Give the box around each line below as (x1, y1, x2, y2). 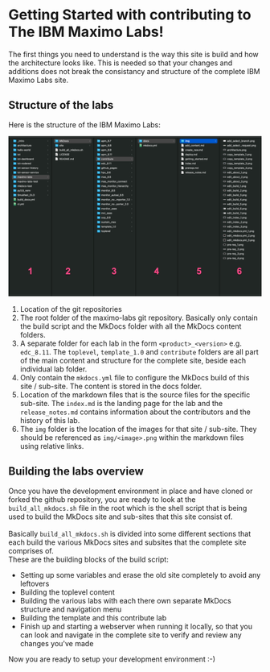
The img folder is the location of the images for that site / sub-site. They (19, 424, 257, 433)
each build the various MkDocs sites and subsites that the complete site (8, 537, 247, 547)
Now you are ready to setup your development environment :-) (8, 654, 215, 664)
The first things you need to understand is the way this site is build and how (8, 49, 259, 59)
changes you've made (19, 638, 94, 648)
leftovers (19, 579, 50, 588)
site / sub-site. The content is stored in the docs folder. (19, 381, 202, 391)
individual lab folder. (19, 364, 88, 374)
